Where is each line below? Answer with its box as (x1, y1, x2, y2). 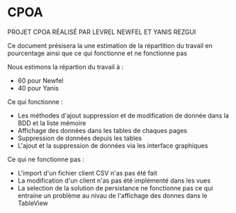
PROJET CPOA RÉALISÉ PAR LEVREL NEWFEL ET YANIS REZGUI (7, 28, 196, 36)
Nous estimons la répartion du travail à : (7, 62, 124, 71)
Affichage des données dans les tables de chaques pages (17, 126, 188, 134)
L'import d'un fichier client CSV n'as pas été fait (17, 168, 157, 177)
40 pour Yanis (17, 84, 59, 92)
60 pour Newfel (17, 76, 64, 85)
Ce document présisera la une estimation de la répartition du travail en (7, 41, 213, 50)
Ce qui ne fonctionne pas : (7, 155, 85, 163)
